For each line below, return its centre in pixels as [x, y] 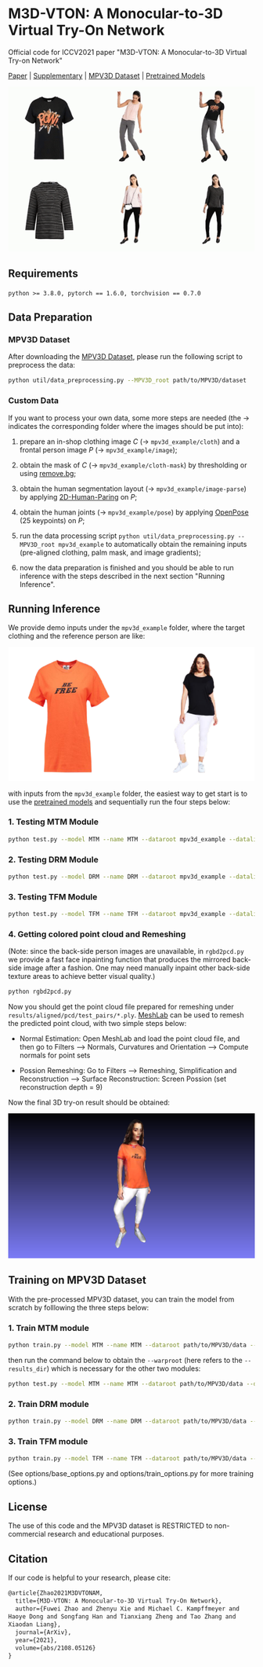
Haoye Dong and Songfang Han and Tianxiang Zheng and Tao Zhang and [122, 1616]
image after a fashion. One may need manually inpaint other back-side [137, 968]
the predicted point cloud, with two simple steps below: [97, 1024]
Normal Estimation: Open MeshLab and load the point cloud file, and [130, 1039]
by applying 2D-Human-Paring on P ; [78, 496]
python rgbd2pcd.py [40, 992]
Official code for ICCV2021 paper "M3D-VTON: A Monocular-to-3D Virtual [128, 52]
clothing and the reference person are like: [77, 636]
